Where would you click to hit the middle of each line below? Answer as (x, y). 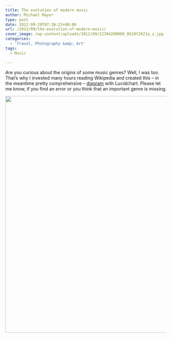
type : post (17, 20)
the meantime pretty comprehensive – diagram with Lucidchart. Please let (83, 83)
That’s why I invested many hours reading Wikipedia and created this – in (82, 78)
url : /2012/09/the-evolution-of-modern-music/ (56, 29)
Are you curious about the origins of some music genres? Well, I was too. (82, 72)
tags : (11, 48)
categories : (18, 39)
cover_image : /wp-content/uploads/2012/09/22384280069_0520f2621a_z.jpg (84, 34)
